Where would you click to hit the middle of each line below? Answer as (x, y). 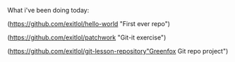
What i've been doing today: (48, 10)
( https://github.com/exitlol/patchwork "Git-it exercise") (87, 37)
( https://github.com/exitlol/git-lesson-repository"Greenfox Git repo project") (118, 51)
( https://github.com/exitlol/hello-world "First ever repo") (89, 24)
